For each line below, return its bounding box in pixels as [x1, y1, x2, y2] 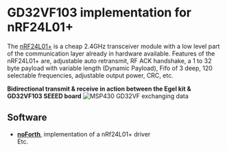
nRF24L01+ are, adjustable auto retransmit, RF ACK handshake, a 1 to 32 [7, 56, 212, 65]
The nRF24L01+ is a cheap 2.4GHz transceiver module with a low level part [7, 42, 220, 50]
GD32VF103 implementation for [7, 5, 192, 21]
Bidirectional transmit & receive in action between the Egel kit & [7, 84, 191, 93]
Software [7, 112, 47, 124]
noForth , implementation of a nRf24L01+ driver [16, 130, 151, 138]
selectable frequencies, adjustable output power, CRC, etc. [7, 71, 174, 80]
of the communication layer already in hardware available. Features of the [7, 49, 215, 58]
